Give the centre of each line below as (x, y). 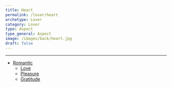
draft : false (19, 43)
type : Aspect (19, 29)
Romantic (23, 62)
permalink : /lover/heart (32, 15)
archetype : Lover (24, 19)
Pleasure (30, 73)
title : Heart (19, 10)
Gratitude (30, 79)
